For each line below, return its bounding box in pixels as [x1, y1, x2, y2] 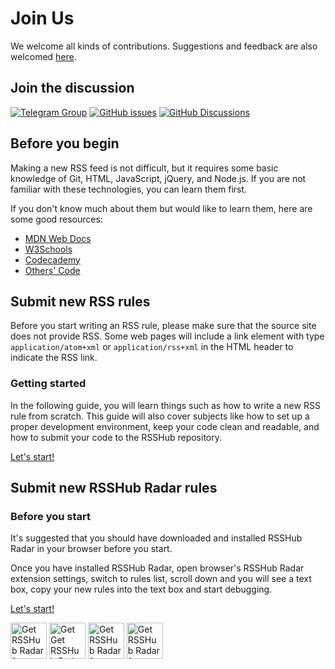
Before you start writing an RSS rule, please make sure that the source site [10, 320, 317, 332]
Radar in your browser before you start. [10, 543, 173, 555]
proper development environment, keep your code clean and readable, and [10, 420, 320, 432]
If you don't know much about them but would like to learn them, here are [10, 202, 313, 214]
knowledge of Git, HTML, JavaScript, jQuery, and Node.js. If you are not [10, 172, 307, 184]
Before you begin [10, 135, 120, 152]
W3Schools [24, 243, 73, 255]
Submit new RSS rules [10, 293, 151, 310]
